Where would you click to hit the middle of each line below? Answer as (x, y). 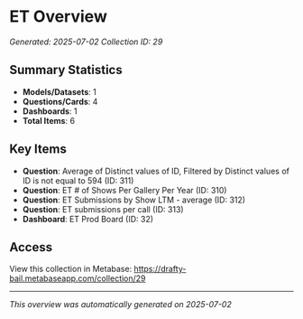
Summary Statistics (66, 70)
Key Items (38, 150)
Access (31, 247)
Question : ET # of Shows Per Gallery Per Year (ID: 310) (124, 190)
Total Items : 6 (48, 120)
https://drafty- (160, 269)
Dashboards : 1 (50, 111)
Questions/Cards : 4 (60, 101)
